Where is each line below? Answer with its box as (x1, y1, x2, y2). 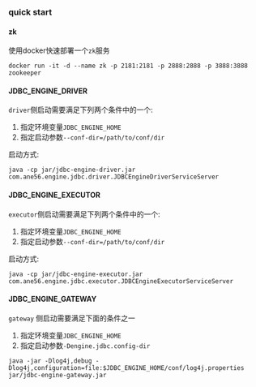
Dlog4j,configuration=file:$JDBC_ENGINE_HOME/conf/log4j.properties (8, 363, 245, 372)
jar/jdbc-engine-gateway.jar (8, 371, 107, 379)
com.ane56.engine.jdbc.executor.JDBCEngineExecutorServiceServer (8, 277, 233, 286)
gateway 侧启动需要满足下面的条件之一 (8, 313, 136, 323)
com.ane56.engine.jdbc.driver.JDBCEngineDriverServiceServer (8, 173, 220, 181)
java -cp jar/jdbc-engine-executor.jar (8, 270, 143, 278)
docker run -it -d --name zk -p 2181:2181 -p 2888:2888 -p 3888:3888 (8, 62, 249, 71)
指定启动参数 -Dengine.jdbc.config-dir (19, 340, 151, 350)
